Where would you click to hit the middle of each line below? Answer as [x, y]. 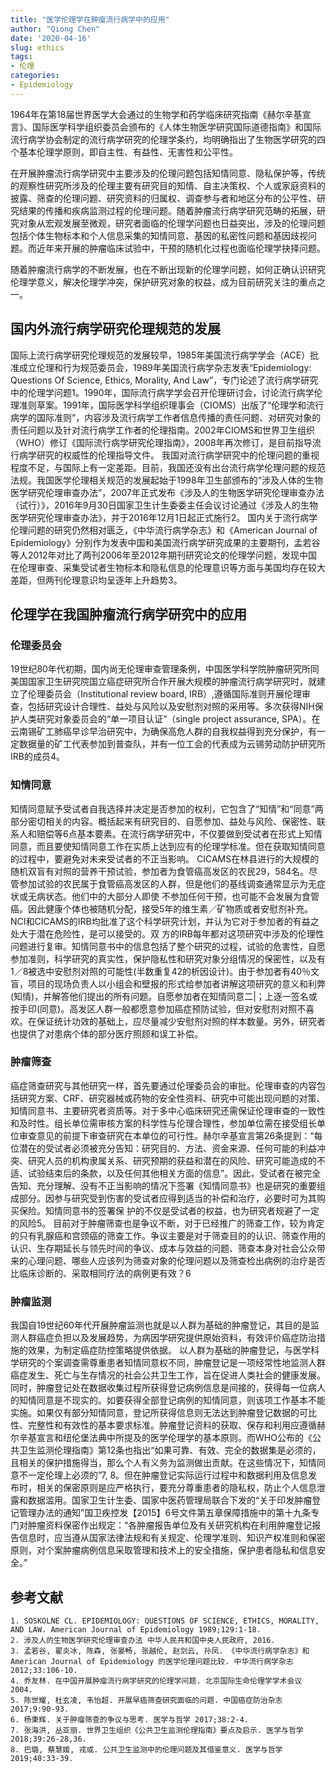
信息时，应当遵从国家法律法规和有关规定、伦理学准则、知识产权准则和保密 [172, 1538]
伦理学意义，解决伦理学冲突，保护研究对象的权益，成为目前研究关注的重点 [163, 282]
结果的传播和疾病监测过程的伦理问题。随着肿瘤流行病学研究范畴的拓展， [167, 210]
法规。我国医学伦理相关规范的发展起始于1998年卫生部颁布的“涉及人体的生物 [166, 480]
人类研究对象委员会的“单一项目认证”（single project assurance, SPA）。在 [169, 719]
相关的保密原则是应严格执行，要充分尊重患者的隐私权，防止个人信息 [176, 1488]
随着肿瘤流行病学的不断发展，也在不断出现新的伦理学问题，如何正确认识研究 [168, 269]
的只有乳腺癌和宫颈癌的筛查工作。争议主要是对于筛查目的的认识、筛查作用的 [168, 1235]
